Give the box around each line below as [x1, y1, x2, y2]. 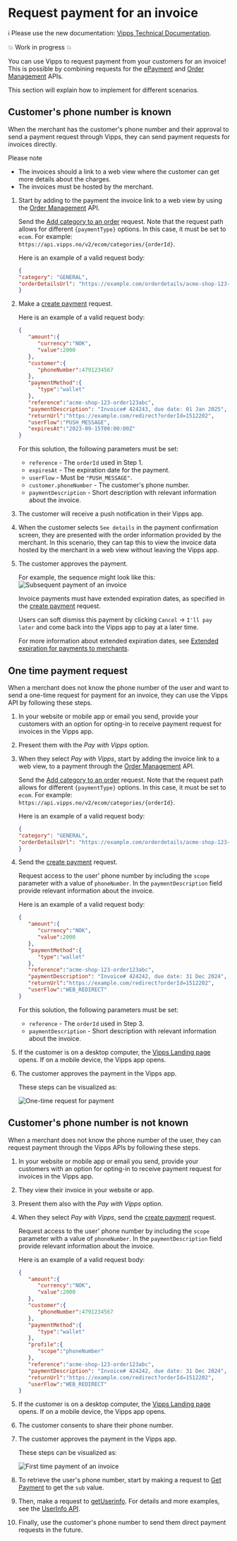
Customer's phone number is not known [8, 1117, 189, 1129]
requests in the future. [18, 1525, 83, 1534]
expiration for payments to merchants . [18, 644, 130, 653]
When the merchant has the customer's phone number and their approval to [8, 125, 229, 133]
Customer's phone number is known [8, 106, 172, 118]
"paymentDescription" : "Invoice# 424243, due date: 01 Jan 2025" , [28, 405, 228, 412]
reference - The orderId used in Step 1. [28, 458, 143, 467]
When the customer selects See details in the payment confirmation [18, 523, 219, 532]
